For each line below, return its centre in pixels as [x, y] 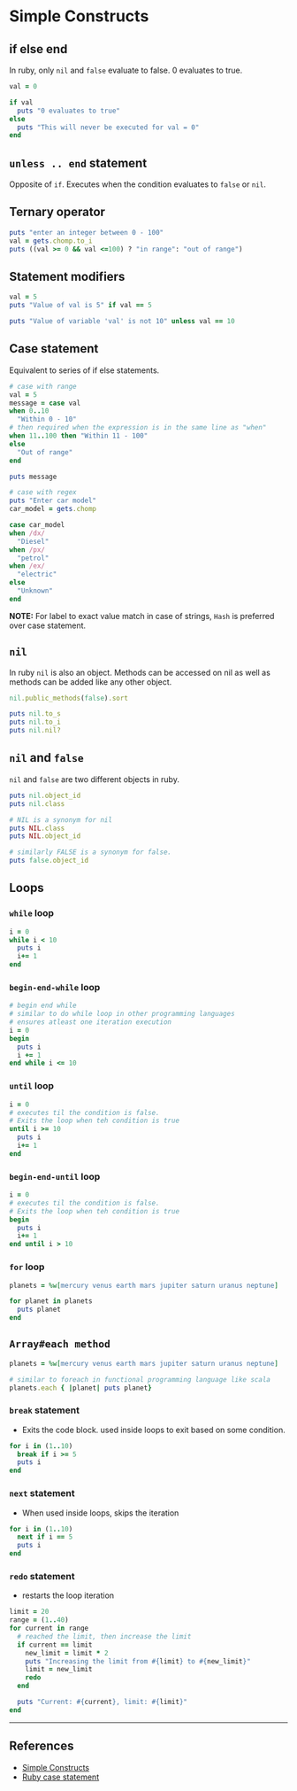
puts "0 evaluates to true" [69, 111]
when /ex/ [27, 566]
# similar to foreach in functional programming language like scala [140, 1379]
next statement [42, 1493]
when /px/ [27, 550]
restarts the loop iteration [68, 1595]
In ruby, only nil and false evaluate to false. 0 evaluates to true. [126, 70]
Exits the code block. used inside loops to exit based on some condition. [153, 1430]
